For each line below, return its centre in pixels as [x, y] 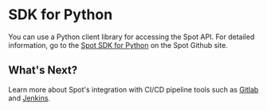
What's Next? [43, 71]
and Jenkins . [29, 98]
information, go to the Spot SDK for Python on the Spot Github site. [118, 45]
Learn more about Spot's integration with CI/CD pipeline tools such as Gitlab [133, 89]
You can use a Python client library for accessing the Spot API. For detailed [132, 37]
